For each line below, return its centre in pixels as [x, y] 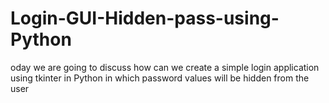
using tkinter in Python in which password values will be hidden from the [160, 78]
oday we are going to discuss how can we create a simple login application [165, 67]
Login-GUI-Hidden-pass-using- [145, 18]
